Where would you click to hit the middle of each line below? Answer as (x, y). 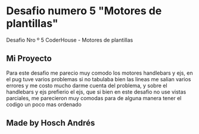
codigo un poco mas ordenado (44, 104)
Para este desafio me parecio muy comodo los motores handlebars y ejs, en (100, 73)
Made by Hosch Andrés (51, 123)
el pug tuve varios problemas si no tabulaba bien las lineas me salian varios (99, 79)
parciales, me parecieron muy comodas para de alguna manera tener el (94, 98)
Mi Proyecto (29, 58)
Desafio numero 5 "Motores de (84, 11)
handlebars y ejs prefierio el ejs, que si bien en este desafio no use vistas (96, 92)
